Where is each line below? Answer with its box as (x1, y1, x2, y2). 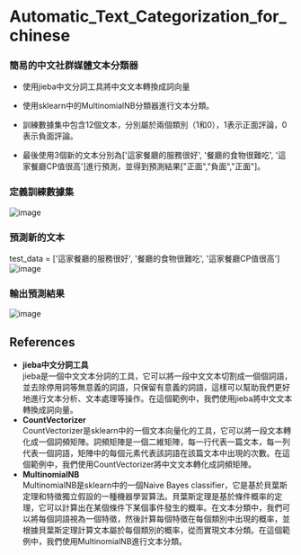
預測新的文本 (9, 231, 66, 244)
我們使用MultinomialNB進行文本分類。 (46, 536, 187, 547)
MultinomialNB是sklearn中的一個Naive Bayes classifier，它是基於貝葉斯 (22, 479, 288, 491)
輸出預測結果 (9, 288, 66, 300)
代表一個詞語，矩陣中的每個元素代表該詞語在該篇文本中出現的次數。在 (22, 448, 283, 459)
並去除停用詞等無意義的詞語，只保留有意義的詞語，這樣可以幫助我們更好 (22, 382, 290, 393)
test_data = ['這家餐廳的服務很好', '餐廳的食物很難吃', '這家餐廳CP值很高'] (9, 254, 280, 264)
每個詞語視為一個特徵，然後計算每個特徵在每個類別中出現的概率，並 (38, 514, 290, 524)
